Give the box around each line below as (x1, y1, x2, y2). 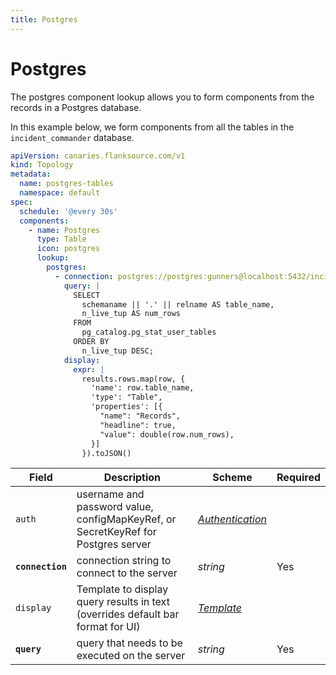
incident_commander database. (10, 131, 135, 143)
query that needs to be (76, 636, 183, 650)
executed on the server (76, 649, 186, 663)
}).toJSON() (81, 448, 132, 458)
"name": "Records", (99, 411, 182, 421)
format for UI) (76, 620, 141, 634)
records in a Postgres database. (10, 101, 142, 113)
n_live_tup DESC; (81, 346, 155, 356)
